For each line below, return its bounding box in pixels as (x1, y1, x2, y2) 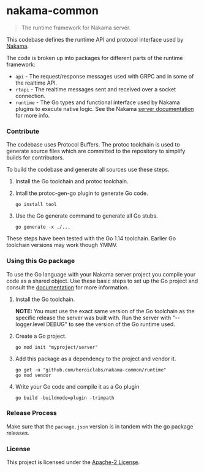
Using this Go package (6, 257, 75, 265)
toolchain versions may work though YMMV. (6, 242, 118, 249)
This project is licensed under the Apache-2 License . (6, 459, 140, 466)
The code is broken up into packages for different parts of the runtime (6, 54, 183, 61)
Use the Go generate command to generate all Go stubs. (15, 212, 158, 219)
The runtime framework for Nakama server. (21, 24, 131, 31)
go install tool (15, 202, 57, 208)
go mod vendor (15, 372, 51, 378)
